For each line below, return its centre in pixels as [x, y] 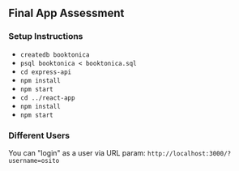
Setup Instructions [46, 36]
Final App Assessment [66, 13]
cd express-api [46, 72]
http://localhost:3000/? [189, 153]
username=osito [34, 160]
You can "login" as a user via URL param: [77, 152]
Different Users [39, 135]
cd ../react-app [47, 98]
